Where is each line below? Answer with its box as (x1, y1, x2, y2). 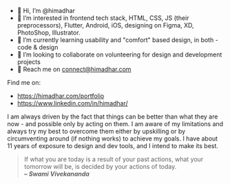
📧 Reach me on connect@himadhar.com (17, 65, 132, 73)
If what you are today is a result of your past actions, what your (23, 155, 204, 163)
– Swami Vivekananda (23, 170, 90, 178)
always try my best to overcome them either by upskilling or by (7, 127, 186, 135)
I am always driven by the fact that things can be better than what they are (7, 112, 218, 121)
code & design (17, 43, 59, 51)
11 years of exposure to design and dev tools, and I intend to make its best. (7, 142, 219, 150)
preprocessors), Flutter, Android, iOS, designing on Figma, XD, (17, 21, 194, 29)
